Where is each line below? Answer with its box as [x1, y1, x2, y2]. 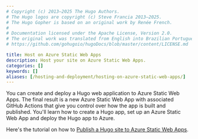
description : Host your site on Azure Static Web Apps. [6, 57, 146, 63]
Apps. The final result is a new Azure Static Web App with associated [6, 96, 174, 103]
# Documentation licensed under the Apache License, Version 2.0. [6, 30, 173, 36]
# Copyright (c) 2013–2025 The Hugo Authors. [6, 8, 120, 15]
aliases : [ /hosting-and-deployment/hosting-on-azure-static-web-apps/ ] [6, 74, 186, 80]
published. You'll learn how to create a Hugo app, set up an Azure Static [6, 109, 181, 116]
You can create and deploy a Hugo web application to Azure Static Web [6, 90, 180, 97]
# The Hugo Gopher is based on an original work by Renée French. [6, 19, 173, 25]
